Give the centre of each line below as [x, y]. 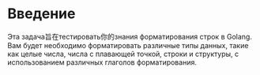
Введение [41, 14]
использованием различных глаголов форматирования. [102, 62]
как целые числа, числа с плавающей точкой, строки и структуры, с [123, 54]
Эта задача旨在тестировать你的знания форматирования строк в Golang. [130, 36]
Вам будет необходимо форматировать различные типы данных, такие [128, 45]
